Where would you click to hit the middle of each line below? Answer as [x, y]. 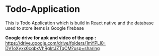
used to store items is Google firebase [45, 28]
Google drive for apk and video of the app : [51, 38]
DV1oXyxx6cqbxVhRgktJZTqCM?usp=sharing [53, 48]
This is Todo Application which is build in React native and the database [79, 23]
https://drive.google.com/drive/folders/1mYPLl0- [56, 43]
